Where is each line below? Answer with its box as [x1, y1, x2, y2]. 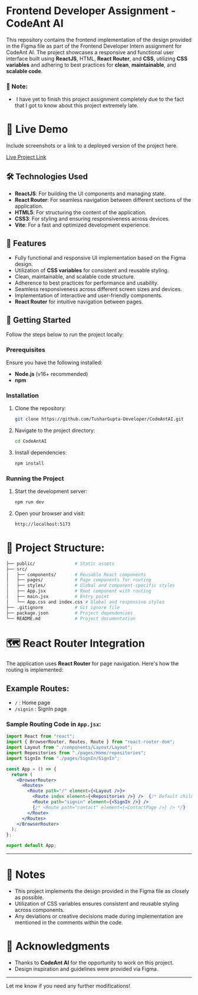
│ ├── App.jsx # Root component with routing [6, 588, 151, 594]
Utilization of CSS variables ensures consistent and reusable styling [14, 900, 179, 907]
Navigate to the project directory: [14, 427, 95, 434]
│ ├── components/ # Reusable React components [6, 571, 146, 578]
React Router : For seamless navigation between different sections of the [14, 196, 192, 203]
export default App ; [6, 843, 57, 849]
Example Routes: [6, 683, 70, 693]
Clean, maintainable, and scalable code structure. [14, 273, 136, 280]
